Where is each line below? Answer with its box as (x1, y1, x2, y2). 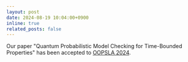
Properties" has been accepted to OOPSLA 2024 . (6, 49, 131, 57)
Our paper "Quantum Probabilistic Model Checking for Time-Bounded (6, 43, 182, 50)
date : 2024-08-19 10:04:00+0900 (6, 15, 89, 21)
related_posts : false (6, 26, 62, 32)
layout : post (6, 9, 40, 15)
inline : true (6, 20, 40, 26)
